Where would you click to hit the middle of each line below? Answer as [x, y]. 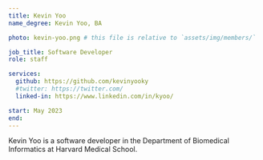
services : [25, 74]
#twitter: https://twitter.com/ [70, 89]
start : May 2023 [35, 110]
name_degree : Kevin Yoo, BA [55, 23]
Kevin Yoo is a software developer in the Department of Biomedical [119, 141]
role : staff [28, 60]
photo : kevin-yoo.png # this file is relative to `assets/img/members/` [132, 38]
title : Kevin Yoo [37, 16]
